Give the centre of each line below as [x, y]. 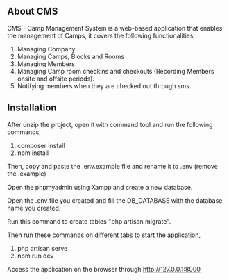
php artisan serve [42, 248]
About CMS [33, 11]
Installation [32, 108]
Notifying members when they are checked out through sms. [104, 85]
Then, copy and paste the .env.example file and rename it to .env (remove [113, 166]
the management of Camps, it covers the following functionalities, [101, 35]
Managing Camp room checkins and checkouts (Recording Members [116, 71]
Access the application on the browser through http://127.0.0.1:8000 [104, 269]
